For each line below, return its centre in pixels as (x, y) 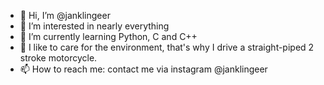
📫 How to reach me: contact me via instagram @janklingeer (143, 69)
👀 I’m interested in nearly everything (94, 26)
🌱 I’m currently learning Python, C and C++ (108, 36)
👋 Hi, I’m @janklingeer (65, 15)
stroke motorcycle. (58, 58)
